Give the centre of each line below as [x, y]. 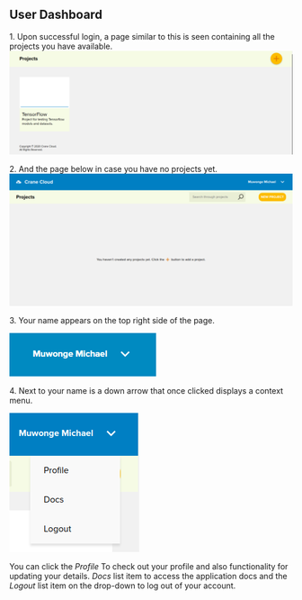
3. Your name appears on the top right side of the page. [112, 321]
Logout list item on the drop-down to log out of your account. [123, 586]
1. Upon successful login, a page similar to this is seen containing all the [142, 36]
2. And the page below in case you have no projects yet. [114, 169]
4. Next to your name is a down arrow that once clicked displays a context [147, 391]
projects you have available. [61, 46]
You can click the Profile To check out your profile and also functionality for [149, 567]
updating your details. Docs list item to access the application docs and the [148, 577]
